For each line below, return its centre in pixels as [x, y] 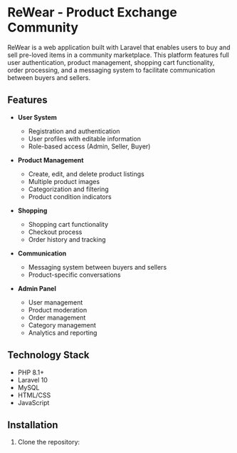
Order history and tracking [67, 239]
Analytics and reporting [63, 332]
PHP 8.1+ [31, 372]
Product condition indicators [70, 196]
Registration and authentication [74, 131]
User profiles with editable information [84, 138]
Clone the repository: [49, 442]
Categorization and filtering [68, 189]
